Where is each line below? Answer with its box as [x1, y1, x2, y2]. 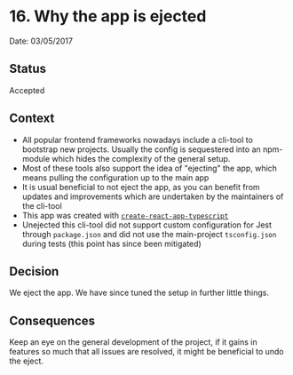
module [21, 153, 51, 164]
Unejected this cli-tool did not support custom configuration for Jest [21, 219, 273, 230]
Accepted [9, 84, 45, 95]
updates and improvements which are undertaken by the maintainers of [21, 191, 284, 202]
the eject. [9, 355, 44, 366]
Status [9, 61, 47, 76]
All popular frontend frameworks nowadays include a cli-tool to [21, 134, 253, 145]
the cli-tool [21, 200, 62, 211]
